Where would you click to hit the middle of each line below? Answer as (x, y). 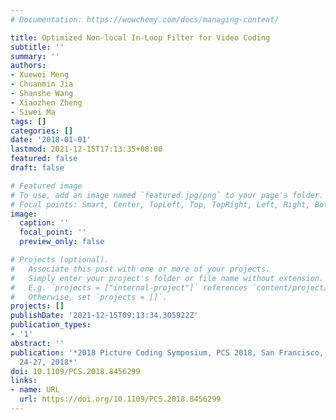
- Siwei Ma (33, 112)
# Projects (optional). (60, 260)
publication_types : (51, 325)
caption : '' (44, 223)
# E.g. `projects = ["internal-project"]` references (129, 287)
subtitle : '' (37, 47)
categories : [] (42, 131)
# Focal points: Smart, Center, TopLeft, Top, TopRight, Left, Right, (160, 204)
